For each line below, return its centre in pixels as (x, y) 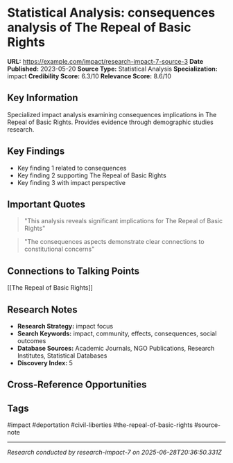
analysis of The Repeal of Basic (99, 27)
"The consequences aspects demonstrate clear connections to (114, 242)
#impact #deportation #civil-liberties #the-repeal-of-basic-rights (100, 425)
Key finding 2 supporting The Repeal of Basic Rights (92, 175)
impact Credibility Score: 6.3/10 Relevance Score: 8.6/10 (89, 76)
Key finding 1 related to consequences (72, 168)
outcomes (32, 341)
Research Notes (42, 309)
